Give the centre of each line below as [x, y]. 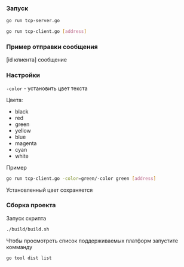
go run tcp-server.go [33, 21]
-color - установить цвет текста [47, 88]
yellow [23, 130]
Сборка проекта [31, 205]
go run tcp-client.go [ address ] [46, 32]
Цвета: [15, 100]
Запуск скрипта [26, 218]
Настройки [23, 75]
